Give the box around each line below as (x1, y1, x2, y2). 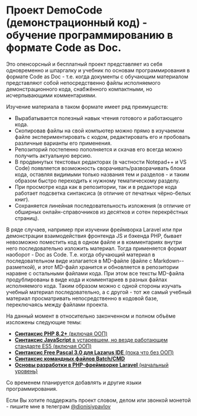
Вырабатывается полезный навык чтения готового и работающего (14, 114, 183, 121)
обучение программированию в (6, 29, 173, 42)
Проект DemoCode (6, 4, 103, 17)
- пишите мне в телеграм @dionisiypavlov (6, 402, 111, 410)
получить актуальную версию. (14, 152, 92, 159)
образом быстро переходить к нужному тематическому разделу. (14, 177, 181, 184)
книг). (14, 195, 30, 203)
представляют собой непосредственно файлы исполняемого (6, 79, 161, 86)
